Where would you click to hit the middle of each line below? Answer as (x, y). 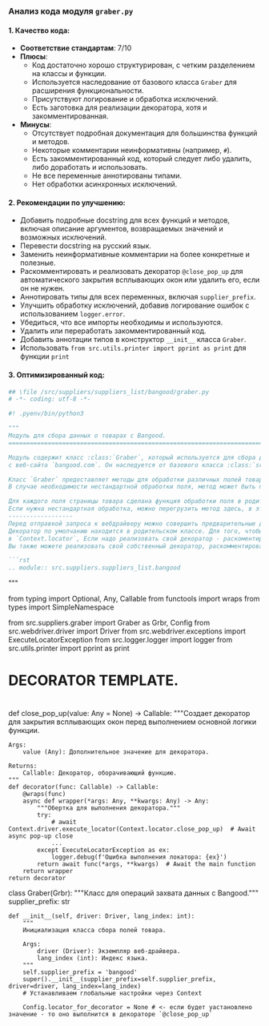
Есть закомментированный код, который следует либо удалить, (142, 159)
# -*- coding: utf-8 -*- (50, 399)
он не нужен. (42, 288)
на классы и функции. (69, 74)
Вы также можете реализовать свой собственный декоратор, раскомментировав (137, 546)
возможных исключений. (63, 237)
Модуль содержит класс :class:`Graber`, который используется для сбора (132, 457)
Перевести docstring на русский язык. (86, 246)
